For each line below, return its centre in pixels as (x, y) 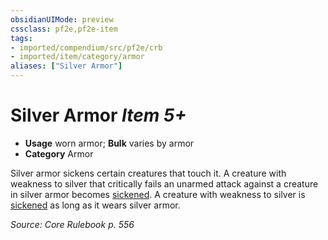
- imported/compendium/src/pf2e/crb (86, 47)
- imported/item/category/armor (77, 57)
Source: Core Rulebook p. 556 (72, 224)
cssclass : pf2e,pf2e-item (64, 29)
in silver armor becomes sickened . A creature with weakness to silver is (158, 194)
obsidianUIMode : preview (62, 19)
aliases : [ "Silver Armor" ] (66, 66)
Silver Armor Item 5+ (98, 115)
